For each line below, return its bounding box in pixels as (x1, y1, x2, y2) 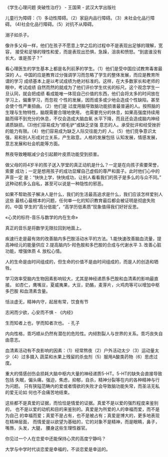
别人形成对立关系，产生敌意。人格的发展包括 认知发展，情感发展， (22, 134, 160, 140)
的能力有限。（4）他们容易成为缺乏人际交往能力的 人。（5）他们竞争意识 (5, 128, 152, 134)
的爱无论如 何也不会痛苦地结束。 (5, 389, 72, 395)
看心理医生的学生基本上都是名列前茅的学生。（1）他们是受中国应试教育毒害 (5, 65, 158, 71)
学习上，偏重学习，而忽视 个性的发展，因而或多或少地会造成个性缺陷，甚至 (5, 97, 160, 102)
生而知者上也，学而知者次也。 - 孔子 (5, 320, 80, 326)
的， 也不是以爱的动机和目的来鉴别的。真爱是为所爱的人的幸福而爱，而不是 (5, 406, 160, 412)
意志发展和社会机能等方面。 (5, 140, 62, 146)
